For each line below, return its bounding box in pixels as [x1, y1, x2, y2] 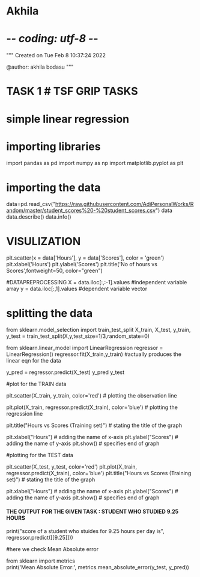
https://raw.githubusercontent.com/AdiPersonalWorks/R [55, 201, 194, 208]
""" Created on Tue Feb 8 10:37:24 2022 [6, 52, 106, 59]
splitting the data [6, 306, 93, 320]
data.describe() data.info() [6, 213, 71, 220]
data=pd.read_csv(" [6, 201, 56, 208]
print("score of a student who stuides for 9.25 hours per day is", [6, 528, 165, 535]
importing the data [6, 181, 101, 194]
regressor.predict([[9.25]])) [6, 534, 73, 541]
